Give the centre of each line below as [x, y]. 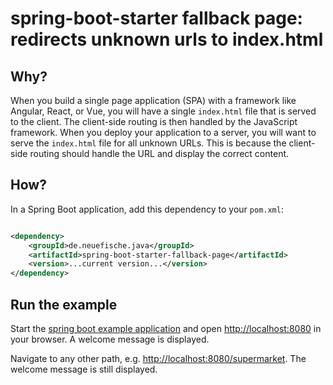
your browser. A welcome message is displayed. [110, 339]
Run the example [64, 304]
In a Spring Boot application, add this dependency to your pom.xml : [147, 209]
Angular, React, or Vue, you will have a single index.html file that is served [163, 111]
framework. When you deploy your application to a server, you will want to [163, 132]
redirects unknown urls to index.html [167, 39]
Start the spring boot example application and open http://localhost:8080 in [166, 328]
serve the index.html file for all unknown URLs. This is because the [148, 143]
